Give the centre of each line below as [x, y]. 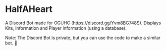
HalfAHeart [29, 9]
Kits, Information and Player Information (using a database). [66, 28]
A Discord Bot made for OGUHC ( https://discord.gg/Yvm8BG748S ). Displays [83, 23]
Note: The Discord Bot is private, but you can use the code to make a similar [83, 38]
